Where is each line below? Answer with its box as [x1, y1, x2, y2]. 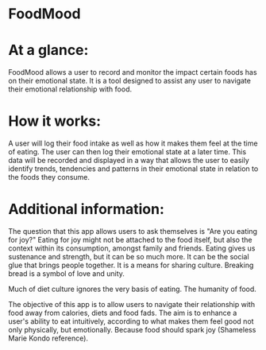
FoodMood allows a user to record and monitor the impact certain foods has [8, 68, 257, 77]
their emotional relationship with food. [8, 84, 133, 94]
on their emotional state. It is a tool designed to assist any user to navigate [8, 76, 252, 86]
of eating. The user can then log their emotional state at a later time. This [8, 147, 247, 157]
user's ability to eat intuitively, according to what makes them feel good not [8, 317, 254, 326]
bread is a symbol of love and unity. [8, 269, 125, 278]
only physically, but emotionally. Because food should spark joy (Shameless [8, 325, 256, 334]
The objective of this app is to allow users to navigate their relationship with [8, 300, 256, 309]
